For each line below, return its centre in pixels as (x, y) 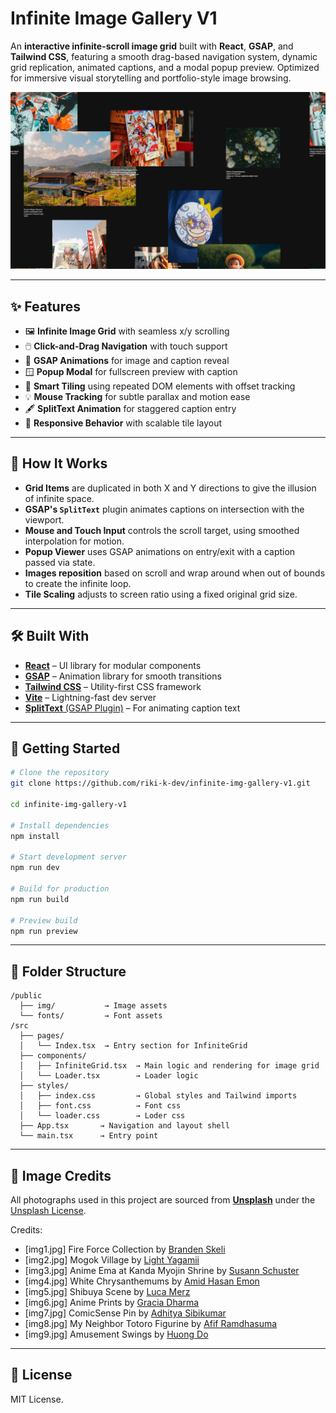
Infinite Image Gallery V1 (114, 18)
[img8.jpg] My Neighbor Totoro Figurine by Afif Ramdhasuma (151, 1324)
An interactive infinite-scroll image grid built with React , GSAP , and (152, 46)
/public (26, 996)
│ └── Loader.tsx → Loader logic (109, 1076)
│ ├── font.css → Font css (100, 1106)
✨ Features (45, 306)
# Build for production (60, 889)
